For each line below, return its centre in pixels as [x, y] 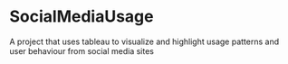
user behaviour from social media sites [82, 50]
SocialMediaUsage [82, 17]
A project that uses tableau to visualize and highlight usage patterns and [144, 41]
